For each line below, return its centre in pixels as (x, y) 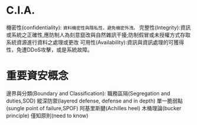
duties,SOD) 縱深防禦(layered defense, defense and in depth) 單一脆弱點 (95, 101)
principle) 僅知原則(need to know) (47, 116)
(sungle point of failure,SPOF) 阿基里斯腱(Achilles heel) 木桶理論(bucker (94, 108)
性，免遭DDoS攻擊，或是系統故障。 (49, 49)
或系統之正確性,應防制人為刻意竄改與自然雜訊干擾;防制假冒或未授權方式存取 (98, 35)
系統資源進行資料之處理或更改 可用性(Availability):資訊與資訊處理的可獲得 (95, 42)
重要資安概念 (38, 76)
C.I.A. (21, 10)
